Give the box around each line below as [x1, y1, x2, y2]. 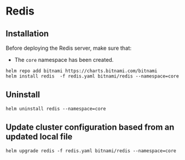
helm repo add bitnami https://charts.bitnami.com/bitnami [5, 68, 158, 74]
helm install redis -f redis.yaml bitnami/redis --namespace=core [5, 73, 180, 79]
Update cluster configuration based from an [5, 122, 175, 133]
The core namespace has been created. [14, 56, 114, 63]
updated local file [5, 132, 73, 142]
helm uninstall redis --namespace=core [5, 105, 106, 112]
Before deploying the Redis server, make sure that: [5, 44, 132, 52]
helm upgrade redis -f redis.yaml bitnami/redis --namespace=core [5, 147, 177, 154]
